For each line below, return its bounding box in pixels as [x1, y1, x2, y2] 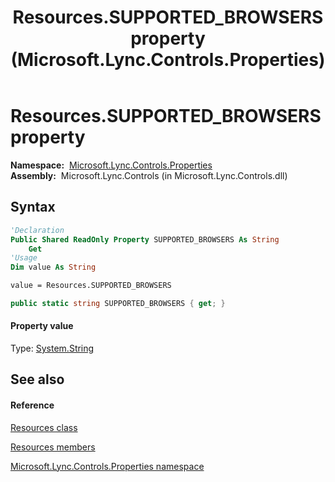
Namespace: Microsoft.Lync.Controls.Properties [10, 159, 213, 171]
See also [10, 371, 65, 388]
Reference [10, 399, 55, 411]
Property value [10, 320, 74, 332]
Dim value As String [10, 262, 97, 273]
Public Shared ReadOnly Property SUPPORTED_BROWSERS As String [10, 234, 280, 245]
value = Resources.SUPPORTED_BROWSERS [10, 281, 172, 291]
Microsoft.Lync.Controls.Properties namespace [10, 460, 205, 472]
